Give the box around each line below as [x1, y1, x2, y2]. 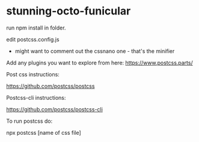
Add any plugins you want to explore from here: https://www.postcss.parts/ [6, 59, 194, 66]
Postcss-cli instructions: [6, 94, 66, 101]
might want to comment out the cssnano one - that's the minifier [14, 47, 175, 55]
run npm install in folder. [6, 24, 66, 31]
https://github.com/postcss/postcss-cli [6, 105, 103, 113]
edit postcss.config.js [6, 35, 60, 43]
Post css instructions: [6, 70, 60, 78]
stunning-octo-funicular [6, 4, 131, 18]
